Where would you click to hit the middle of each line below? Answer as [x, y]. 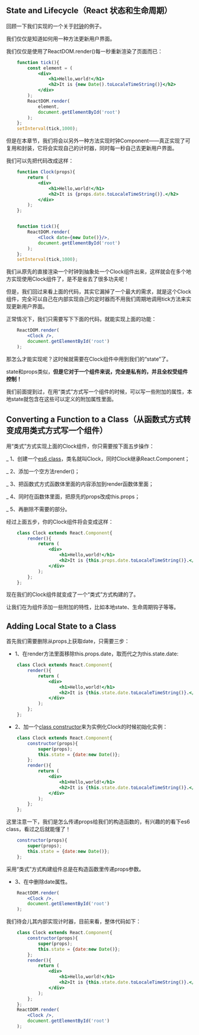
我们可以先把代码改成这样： [40, 161]
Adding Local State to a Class [61, 626]
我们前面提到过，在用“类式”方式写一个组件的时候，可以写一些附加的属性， [97, 391]
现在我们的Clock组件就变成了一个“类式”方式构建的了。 [73, 594]
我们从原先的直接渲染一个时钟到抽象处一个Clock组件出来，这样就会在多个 [96, 272]
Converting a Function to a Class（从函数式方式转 [99, 420]
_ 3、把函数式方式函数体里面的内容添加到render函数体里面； [80, 484]
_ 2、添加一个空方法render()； [43, 471]
